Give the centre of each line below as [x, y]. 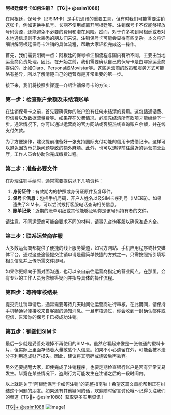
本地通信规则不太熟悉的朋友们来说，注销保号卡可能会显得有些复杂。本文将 [83, 38]
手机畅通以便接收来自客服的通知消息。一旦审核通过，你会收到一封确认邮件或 [85, 311]
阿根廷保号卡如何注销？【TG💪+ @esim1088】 [54, 8]
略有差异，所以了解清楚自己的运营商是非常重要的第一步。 [65, 74]
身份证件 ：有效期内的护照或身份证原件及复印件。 [64, 191]
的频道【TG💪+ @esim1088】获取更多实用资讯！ [55, 397]
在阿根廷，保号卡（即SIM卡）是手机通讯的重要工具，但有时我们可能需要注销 [85, 19]
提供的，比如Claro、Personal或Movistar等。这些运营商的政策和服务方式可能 [85, 68]
